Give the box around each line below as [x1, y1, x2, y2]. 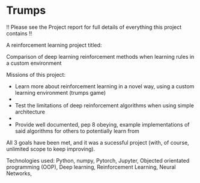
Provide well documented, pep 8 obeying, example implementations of [14, 121, 190, 128]
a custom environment [6, 59, 62, 67]
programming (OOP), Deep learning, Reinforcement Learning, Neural [6, 163, 176, 170]
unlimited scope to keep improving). [6, 145, 95, 152]
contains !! [6, 29, 32, 37]
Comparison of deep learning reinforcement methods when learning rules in [6, 53, 195, 60]
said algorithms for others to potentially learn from [14, 127, 140, 134]
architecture [14, 108, 46, 115]
